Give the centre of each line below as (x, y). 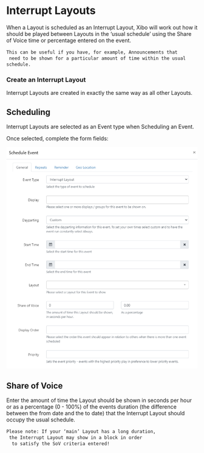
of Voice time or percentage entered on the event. (69, 40)
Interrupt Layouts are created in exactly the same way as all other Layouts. (100, 93)
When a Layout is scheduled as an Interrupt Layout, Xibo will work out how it (102, 27)
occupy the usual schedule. (41, 420)
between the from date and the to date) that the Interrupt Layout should (96, 413)
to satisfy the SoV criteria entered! (61, 444)
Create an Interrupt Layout (46, 80)
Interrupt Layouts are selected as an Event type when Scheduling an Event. (100, 127)
